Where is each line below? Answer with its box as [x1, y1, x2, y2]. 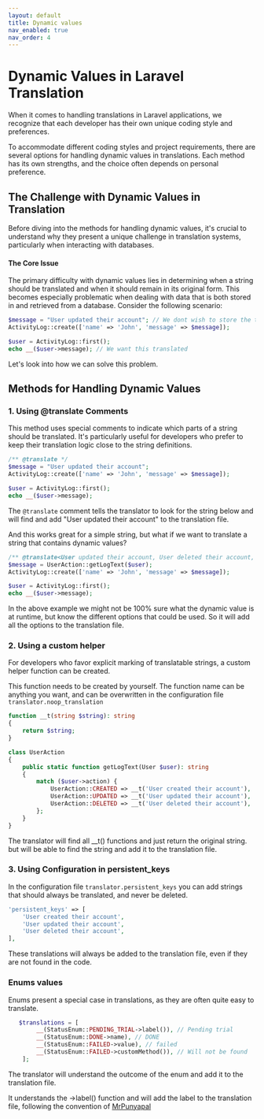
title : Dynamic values [8, 19, 82, 27]
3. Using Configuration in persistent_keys [8, 864, 170, 875]
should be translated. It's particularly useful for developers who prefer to [8, 432, 244, 441]
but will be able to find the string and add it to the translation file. [8, 844, 218, 853]
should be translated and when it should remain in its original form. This [8, 284, 240, 294]
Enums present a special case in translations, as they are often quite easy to [8, 994, 255, 1005]
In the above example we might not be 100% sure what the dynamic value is [8, 604, 255, 613]
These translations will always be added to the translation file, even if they [8, 949, 248, 958]
